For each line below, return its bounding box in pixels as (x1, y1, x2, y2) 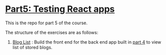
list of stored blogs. (12, 44, 52, 50)
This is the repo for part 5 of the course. (5, 20, 88, 26)
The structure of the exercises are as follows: (5, 29, 98, 35)
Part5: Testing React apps (5, 3, 115, 15)
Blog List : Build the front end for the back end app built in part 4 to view (12, 39, 161, 45)
